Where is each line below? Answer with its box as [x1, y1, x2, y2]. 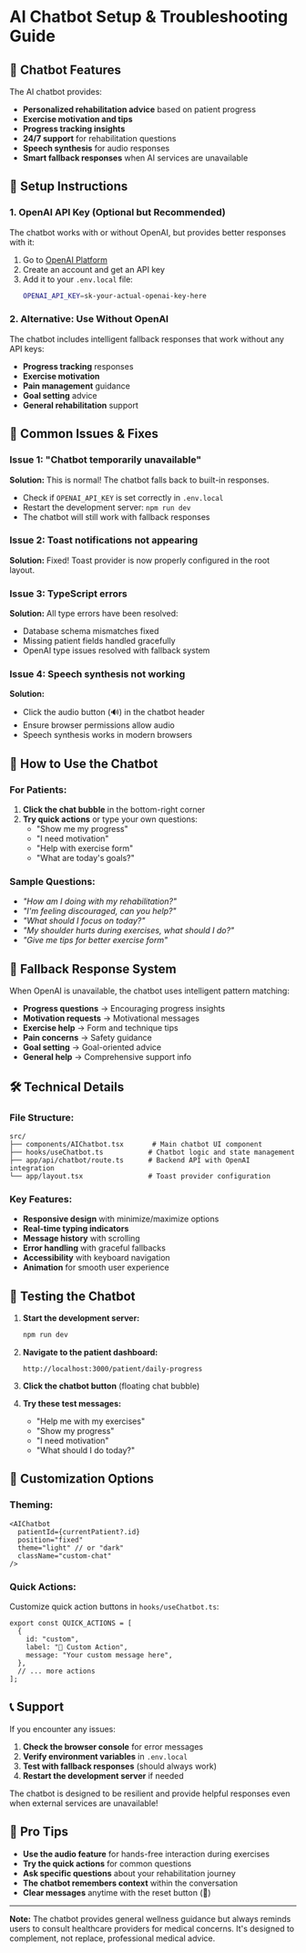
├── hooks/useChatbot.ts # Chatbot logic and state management [9, 1148, 296, 1157]
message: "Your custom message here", [25, 1650, 173, 1659]
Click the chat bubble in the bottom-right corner [22, 805, 206, 815]
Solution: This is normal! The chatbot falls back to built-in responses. [9, 474, 270, 485]
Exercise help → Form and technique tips [22, 1023, 179, 1034]
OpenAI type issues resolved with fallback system [22, 645, 210, 656]
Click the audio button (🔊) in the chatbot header [22, 707, 205, 718]
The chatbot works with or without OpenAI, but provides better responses [9, 226, 287, 238]
